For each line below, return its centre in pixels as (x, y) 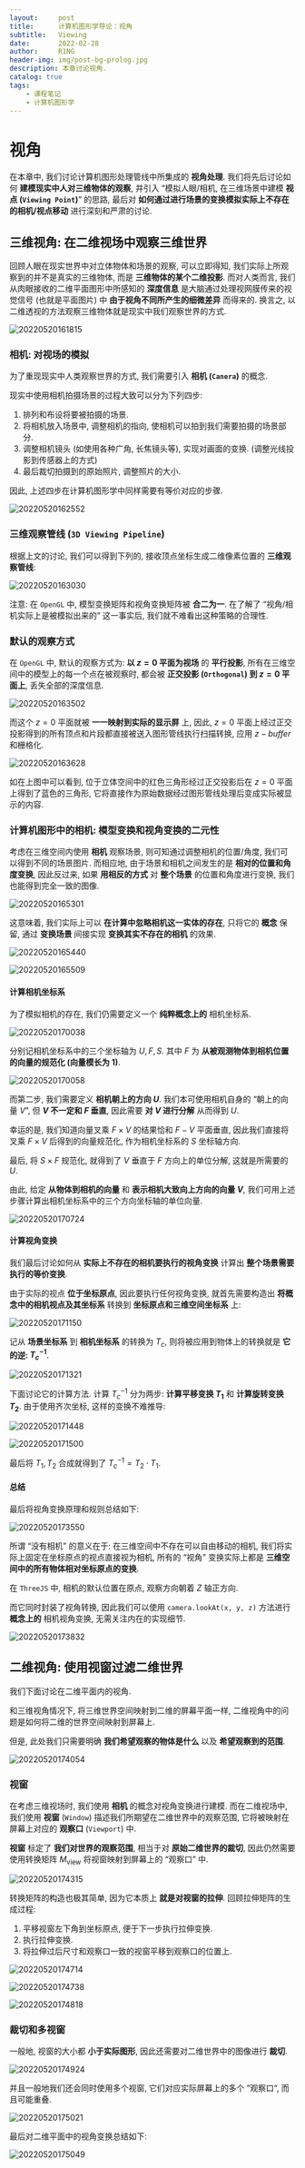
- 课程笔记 (44, 94)
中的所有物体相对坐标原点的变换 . (78, 1569)
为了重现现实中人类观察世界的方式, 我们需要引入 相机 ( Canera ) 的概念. (138, 376)
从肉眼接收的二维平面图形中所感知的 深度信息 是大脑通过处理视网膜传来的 (147, 289)
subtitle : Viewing (49, 35)
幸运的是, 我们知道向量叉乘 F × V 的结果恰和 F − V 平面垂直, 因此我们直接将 (149, 1129)
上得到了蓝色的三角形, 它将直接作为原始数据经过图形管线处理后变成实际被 (147, 793)
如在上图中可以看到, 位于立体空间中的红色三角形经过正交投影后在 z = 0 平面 (151, 782)
